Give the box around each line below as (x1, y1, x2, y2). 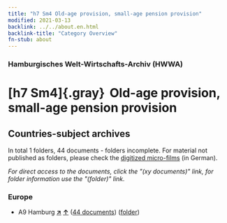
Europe (8, 192, 34, 201)
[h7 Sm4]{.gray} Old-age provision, (8, 85, 221, 101)
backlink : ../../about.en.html (8, 23, 99, 30)
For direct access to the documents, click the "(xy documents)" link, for (8, 167, 214, 175)
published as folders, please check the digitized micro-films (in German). (8, 154, 218, 162)
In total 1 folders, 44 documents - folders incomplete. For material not (8, 146, 208, 154)
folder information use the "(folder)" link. (8, 175, 125, 183)
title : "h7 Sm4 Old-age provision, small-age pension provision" (8, 10, 202, 17)
